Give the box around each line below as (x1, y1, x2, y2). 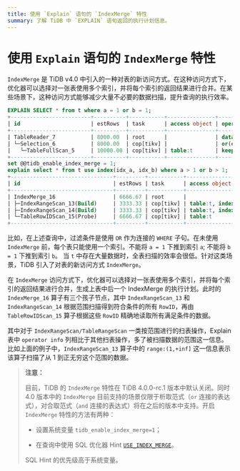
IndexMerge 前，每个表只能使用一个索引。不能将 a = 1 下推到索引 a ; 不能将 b (7, 243, 231, 251)
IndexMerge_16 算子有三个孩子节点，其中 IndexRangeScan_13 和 (7, 293, 191, 302)
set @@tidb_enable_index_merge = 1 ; (7, 160, 116, 168)
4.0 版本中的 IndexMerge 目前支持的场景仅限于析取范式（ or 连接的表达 (24, 392, 231, 401)
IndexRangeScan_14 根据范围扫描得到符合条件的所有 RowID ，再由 (7, 303, 194, 311)
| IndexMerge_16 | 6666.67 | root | (7, 193, 187, 201)
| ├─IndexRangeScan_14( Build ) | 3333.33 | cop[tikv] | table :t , (7, 206, 216, 214)
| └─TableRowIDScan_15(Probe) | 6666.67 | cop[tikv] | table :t (7, 213, 213, 221)
